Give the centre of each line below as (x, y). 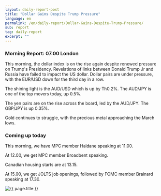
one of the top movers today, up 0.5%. (43, 94)
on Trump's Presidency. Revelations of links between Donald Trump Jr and (79, 69)
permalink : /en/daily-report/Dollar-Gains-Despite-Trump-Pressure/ (74, 23)
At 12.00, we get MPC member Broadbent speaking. (57, 155)
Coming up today (26, 136)
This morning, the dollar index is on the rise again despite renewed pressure (81, 64)
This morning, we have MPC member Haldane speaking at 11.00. (69, 146)
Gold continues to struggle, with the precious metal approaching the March (80, 118)
